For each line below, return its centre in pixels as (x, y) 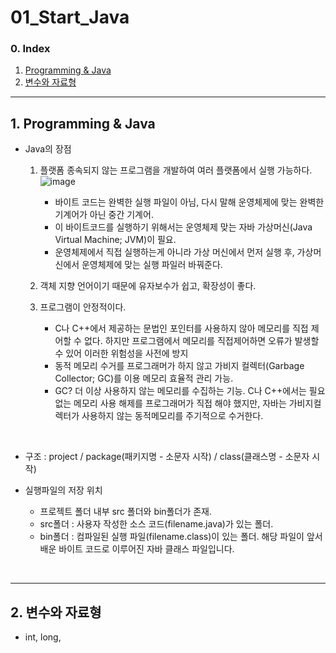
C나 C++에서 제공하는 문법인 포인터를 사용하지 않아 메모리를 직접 (181, 328)
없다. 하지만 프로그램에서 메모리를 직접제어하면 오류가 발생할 (201, 341)
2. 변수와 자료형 (56, 612)
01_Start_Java (70, 17)
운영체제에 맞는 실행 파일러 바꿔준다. (152, 265)
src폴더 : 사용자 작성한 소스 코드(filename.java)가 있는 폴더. (156, 524)
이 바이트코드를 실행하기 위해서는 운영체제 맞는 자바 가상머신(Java (183, 227)
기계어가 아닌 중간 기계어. (104, 215)
